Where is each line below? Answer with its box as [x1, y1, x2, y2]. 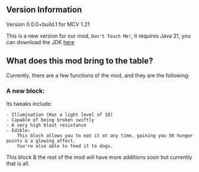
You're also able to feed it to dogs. [17, 143, 113, 149]
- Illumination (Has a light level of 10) [6, 112, 113, 118]
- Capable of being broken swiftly [6, 116, 95, 123]
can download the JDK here [6, 38, 74, 45]
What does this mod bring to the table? [6, 56, 154, 66]
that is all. [6, 159, 30, 167]
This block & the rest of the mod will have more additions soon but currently [6, 153, 192, 161]
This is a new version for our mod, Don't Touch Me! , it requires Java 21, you [6, 32, 191, 39]
